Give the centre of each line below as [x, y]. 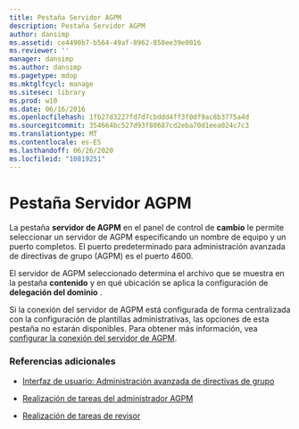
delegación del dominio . [56, 292]
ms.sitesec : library [48, 92]
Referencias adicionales [62, 361]
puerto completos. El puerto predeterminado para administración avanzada [147, 247]
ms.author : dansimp [46, 68]
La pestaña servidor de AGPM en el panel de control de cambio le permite [146, 228]
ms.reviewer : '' [39, 51]
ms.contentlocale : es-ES [55, 142]
